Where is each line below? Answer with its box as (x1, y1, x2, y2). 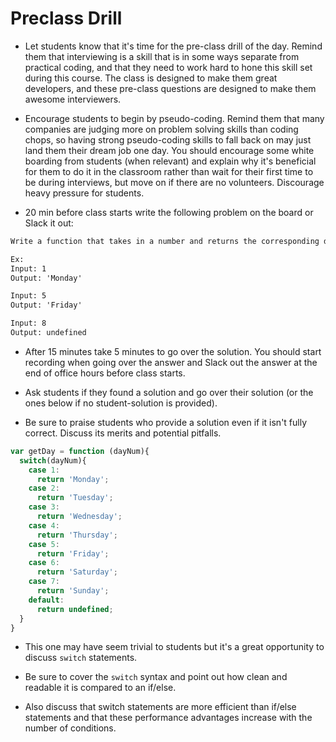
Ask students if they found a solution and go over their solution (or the (24, 386, 314, 398)
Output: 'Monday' (10, 273, 83, 283)
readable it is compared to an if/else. (24, 682, 177, 694)
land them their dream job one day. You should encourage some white (24, 144, 315, 156)
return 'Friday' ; (36, 548, 110, 559)
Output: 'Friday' (10, 300, 83, 311)
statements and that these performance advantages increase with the (24, 712, 313, 724)
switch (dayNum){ (19, 455, 87, 466)
